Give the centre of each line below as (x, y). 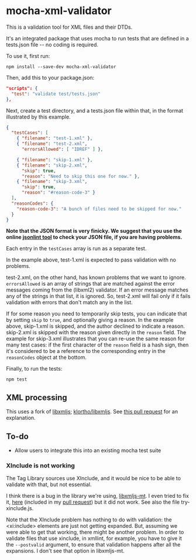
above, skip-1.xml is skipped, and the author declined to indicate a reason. (96, 326)
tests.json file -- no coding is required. (52, 45)
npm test (17, 379)
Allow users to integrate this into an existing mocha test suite (88, 450)
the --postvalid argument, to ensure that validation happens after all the (93, 545)
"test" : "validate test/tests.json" (56, 94)
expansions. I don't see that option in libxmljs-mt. (65, 551)
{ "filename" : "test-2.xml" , (52, 144)
